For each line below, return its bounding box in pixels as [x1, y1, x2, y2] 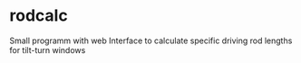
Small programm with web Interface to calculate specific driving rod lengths [9, 35, 293, 46]
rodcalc [9, 5, 68, 26]
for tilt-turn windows [9, 44, 86, 55]
